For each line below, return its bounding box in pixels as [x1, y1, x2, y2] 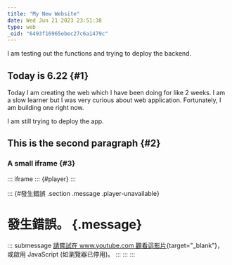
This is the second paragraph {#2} [7, 137, 161, 149]
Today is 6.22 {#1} [7, 70, 89, 82]
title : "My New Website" [7, 10, 80, 18]
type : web [7, 23, 37, 30]
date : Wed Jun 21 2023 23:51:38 [7, 17, 102, 24]
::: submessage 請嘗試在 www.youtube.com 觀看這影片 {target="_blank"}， [7, 241, 224, 249]
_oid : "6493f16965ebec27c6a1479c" [7, 30, 109, 37]
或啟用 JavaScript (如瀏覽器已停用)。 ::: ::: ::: [7, 249, 136, 258]
